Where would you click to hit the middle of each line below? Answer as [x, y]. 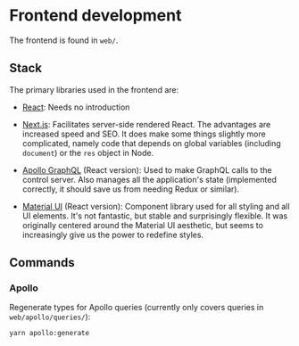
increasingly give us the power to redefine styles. [112, 235]
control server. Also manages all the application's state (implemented [149, 179]
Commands [42, 263]
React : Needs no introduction [76, 107]
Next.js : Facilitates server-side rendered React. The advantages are [146, 124]
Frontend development [96, 16]
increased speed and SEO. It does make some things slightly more [144, 134]
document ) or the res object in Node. [88, 152]
